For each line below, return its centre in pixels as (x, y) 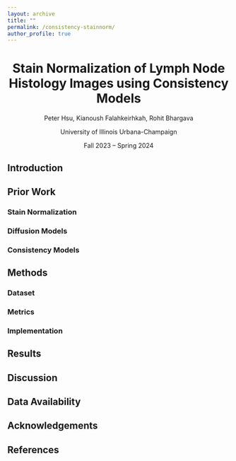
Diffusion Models (37, 230)
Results (24, 354)
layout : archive (31, 14)
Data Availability (44, 402)
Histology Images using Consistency (119, 84)
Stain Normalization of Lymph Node (119, 69)
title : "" (22, 21)
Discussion (33, 378)
